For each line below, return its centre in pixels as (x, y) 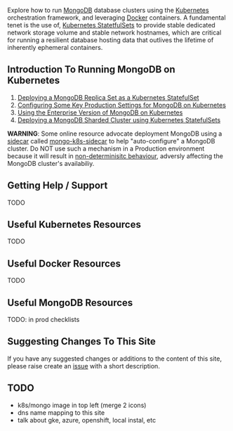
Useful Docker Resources (64, 263)
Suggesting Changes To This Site (81, 341)
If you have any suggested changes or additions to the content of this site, (115, 359)
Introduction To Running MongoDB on (91, 70)
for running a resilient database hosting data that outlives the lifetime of (111, 40)
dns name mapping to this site (61, 412)
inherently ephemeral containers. (55, 47)
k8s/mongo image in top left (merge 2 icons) (82, 405)
